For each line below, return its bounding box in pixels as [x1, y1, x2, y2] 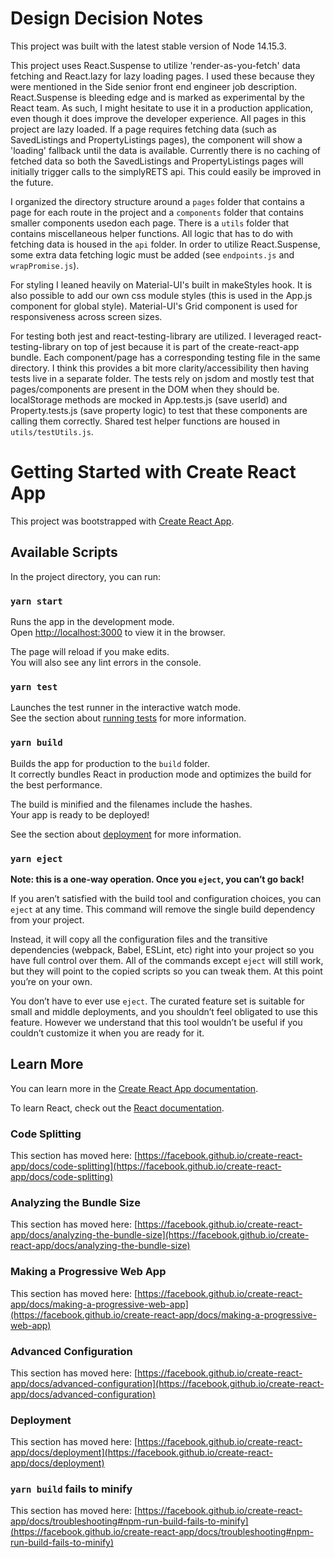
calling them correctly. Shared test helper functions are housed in [10, 415, 281, 427]
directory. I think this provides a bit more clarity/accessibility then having [10, 362, 310, 374]
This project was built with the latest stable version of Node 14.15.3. [10, 40, 287, 52]
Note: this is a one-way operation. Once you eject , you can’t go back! [10, 873, 305, 885]
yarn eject [10, 853, 63, 864]
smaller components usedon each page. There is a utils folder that [10, 217, 290, 229]
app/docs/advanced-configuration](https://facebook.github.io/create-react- [10, 1377, 325, 1389]
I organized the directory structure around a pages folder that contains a [10, 195, 305, 207]
